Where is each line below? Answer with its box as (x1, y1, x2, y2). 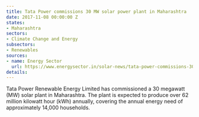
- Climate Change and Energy (6, 36, 78, 42)
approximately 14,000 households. (6, 104, 91, 111)
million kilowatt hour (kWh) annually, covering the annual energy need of (6, 98, 184, 105)
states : (6, 19, 25, 25)
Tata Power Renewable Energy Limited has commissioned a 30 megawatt (6, 85, 185, 92)
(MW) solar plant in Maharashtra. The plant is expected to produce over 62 (6, 92, 189, 99)
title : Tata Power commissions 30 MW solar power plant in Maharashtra (6, 8, 187, 15)
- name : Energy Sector (6, 58, 62, 64)
